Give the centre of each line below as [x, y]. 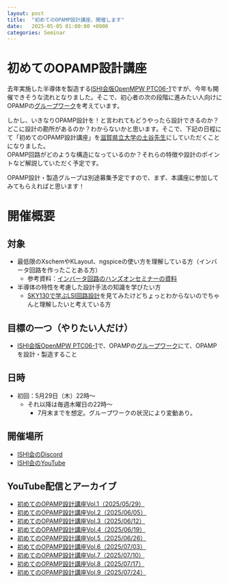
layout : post [26, 13]
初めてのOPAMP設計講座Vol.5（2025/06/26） [82, 539]
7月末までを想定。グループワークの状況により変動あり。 [117, 413]
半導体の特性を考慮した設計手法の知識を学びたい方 [89, 287]
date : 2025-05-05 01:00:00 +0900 [58, 26]
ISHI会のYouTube [41, 463]
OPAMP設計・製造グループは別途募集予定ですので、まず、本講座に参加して [113, 178]
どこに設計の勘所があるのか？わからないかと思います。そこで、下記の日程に [114, 129]
